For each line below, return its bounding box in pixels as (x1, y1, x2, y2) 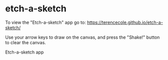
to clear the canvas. (5, 39, 46, 45)
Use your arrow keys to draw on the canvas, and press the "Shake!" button (5, 34, 160, 40)
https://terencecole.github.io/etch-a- (87, 19, 163, 25)
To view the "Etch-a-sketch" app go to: (5, 19, 86, 25)
